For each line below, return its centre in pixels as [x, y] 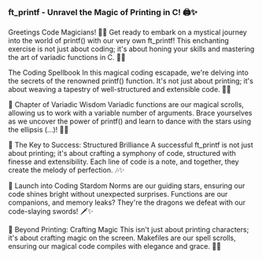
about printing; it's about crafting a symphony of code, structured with [122, 154]
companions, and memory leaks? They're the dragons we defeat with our [127, 202]
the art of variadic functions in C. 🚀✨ [67, 57]
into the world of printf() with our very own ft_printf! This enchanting [119, 41]
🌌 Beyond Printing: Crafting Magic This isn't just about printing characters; [129, 230]
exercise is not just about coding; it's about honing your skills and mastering [131, 49]
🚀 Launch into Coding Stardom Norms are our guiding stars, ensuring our [127, 186]
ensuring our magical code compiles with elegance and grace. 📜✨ [115, 246]
